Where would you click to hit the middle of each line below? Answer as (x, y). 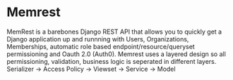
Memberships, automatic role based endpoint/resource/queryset (101, 46)
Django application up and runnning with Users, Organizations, (98, 39)
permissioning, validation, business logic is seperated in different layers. (112, 61)
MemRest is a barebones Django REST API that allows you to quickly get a (114, 32)
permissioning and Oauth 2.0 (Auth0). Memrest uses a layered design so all (116, 54)
